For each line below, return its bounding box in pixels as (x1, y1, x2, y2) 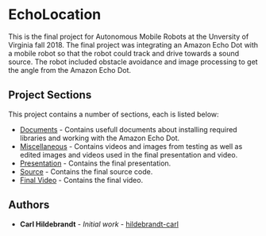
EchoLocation (8, 6, 102, 24)
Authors (8, 198, 50, 211)
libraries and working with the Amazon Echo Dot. (19, 133, 180, 143)
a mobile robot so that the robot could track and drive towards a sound (8, 48, 240, 58)
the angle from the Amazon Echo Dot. (8, 65, 131, 74)
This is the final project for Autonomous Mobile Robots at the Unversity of (8, 32, 249, 41)
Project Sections (8, 89, 92, 102)
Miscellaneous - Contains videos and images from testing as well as (19, 141, 243, 151)
